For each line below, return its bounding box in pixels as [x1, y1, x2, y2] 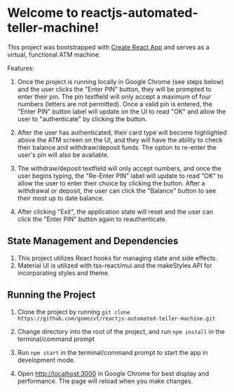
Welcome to [7, 5, 78, 21]
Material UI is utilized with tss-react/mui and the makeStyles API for [17, 261, 212, 269]
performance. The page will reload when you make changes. [17, 377, 193, 385]
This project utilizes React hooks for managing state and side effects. [17, 253, 218, 262]
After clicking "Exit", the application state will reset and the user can [17, 207, 214, 216]
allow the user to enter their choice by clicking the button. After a [17, 178, 205, 187]
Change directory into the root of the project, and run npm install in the [17, 327, 226, 335]
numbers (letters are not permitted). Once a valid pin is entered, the [17, 99, 212, 108]
